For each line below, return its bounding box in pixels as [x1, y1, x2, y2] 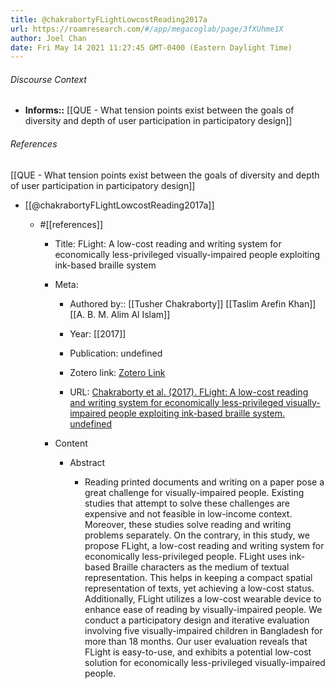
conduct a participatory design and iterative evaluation [84, 614, 310, 626]
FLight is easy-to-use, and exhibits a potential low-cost [84, 646, 312, 658]
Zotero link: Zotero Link [69, 366, 166, 378]
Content [54, 437, 88, 449]
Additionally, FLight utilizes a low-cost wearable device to [84, 592, 322, 605]
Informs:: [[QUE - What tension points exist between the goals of [24, 104, 295, 116]
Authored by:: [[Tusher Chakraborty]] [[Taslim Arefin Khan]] [69, 297, 317, 310]
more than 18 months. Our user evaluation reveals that [84, 635, 308, 647]
